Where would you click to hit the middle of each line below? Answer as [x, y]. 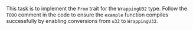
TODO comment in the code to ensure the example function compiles [87, 15]
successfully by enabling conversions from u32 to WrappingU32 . [82, 21]
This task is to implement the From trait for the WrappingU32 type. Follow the [97, 9]
